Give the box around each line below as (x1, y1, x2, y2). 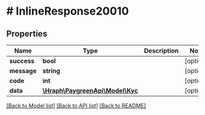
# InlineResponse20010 (6, 4, 129, 18)
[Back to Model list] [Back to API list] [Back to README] (6, 102, 146, 109)
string (42, 67, 60, 75)
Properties (6, 29, 48, 39)
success (9, 57, 35, 65)
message (9, 67, 37, 75)
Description (144, 47, 179, 55)
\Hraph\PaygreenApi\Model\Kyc (42, 86, 138, 95)
